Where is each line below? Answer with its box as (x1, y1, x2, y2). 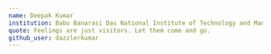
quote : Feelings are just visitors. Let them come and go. (8, 26, 211, 34)
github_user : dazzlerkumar (8, 33, 99, 42)
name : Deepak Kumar (8, 11, 74, 20)
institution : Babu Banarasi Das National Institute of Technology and (8, 19, 251, 27)
